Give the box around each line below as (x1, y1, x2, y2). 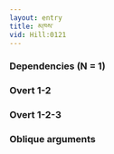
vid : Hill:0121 (9, 30, 67, 39)
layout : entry (9, 13, 63, 23)
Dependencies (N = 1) (9, 60, 106, 72)
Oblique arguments (9, 133, 97, 146)
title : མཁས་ (9, 22, 54, 31)
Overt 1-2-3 (9, 109, 62, 121)
